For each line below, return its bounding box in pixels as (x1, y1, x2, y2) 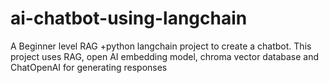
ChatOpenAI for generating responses (10, 61, 168, 73)
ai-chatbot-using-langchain (10, 7, 248, 30)
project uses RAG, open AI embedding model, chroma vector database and (10, 50, 320, 62)
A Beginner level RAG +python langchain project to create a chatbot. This (10, 40, 312, 52)
